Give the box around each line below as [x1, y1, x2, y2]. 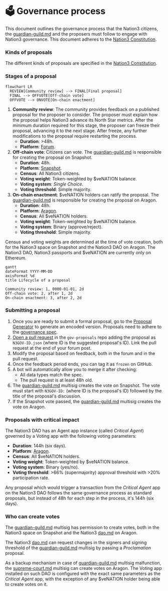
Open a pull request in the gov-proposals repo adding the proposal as [12, 334, 156, 340]
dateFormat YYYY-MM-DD [5, 269, 53, 274]
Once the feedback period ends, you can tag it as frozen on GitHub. [12, 361, 153, 367]
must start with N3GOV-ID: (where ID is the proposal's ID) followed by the [12, 387, 162, 393]
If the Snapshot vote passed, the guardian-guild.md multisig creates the [12, 398, 161, 404]
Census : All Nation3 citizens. [20, 170, 80, 176]
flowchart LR [5, 84, 33, 89]
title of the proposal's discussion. [12, 393, 81, 399]
